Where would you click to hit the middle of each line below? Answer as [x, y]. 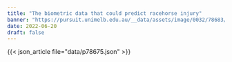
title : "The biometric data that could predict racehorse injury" [105, 13]
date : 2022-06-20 [32, 26]
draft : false [26, 32]
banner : [18, 20]
